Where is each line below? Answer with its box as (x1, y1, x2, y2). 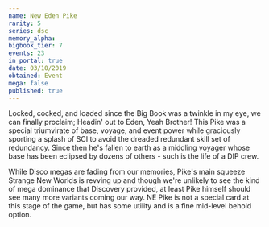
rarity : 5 (8, 19, 42, 27)
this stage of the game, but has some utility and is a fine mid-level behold (8, 201, 252, 211)
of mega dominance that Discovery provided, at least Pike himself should (8, 184, 251, 194)
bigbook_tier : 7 (8, 42, 63, 50)
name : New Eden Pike (8, 11, 78, 20)
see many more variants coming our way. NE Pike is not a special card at (8, 192, 250, 202)
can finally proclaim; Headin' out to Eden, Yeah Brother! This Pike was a (8, 118, 246, 127)
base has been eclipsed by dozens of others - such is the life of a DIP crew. (8, 151, 259, 161)
